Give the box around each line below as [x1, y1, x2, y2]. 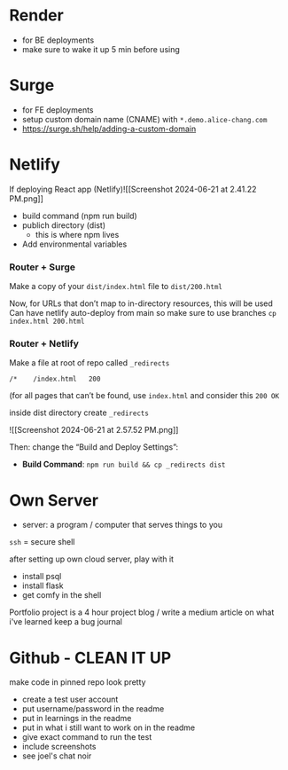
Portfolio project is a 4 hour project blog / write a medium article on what [9, 607, 275, 617]
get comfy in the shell [21, 590, 102, 601]
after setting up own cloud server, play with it [9, 554, 175, 564]
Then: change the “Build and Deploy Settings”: [9, 442, 179, 452]
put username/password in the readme [21, 703, 165, 714]
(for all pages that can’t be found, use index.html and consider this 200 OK [9, 390, 280, 401]
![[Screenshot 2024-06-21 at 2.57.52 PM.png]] [9, 425, 179, 436]
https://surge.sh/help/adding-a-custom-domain [21, 123, 197, 134]
